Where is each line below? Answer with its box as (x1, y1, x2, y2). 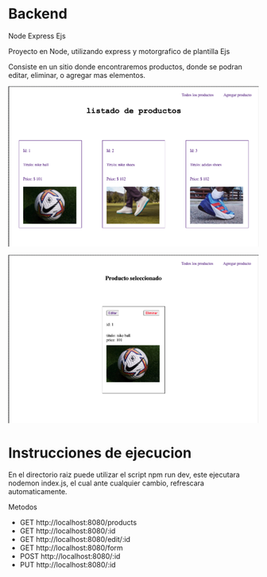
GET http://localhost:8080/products (19, 518, 137, 528)
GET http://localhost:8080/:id (19, 526, 116, 536)
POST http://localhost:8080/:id (19, 552, 121, 561)
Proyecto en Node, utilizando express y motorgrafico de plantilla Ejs (8, 46, 230, 56)
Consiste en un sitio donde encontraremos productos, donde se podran (8, 61, 242, 72)
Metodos (8, 502, 38, 512)
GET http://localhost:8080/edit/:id (19, 535, 131, 544)
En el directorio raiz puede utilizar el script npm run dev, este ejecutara (8, 470, 240, 480)
